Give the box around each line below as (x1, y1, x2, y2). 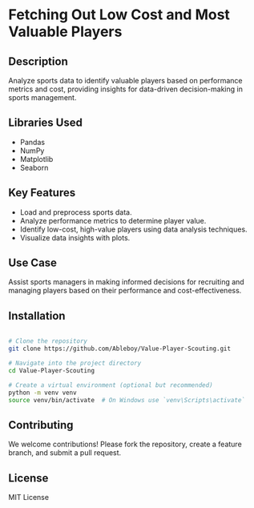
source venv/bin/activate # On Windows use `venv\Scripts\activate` (8, 396, 246, 404)
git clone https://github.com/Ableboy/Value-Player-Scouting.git (8, 345, 231, 353)
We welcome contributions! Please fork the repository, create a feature (8, 439, 242, 450)
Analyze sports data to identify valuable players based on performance (8, 76, 243, 85)
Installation (8, 308, 66, 322)
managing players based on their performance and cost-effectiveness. (8, 286, 242, 296)
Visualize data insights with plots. (19, 232, 131, 242)
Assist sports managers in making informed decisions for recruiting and (8, 277, 244, 287)
